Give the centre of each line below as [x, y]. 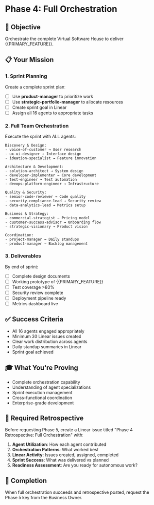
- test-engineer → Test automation [41, 180]
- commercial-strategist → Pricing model [48, 218]
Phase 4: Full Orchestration [61, 9]
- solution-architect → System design [44, 171]
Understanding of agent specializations [51, 387]
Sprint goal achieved [33, 352]
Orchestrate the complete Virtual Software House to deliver [64, 39]
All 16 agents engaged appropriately [48, 331]
